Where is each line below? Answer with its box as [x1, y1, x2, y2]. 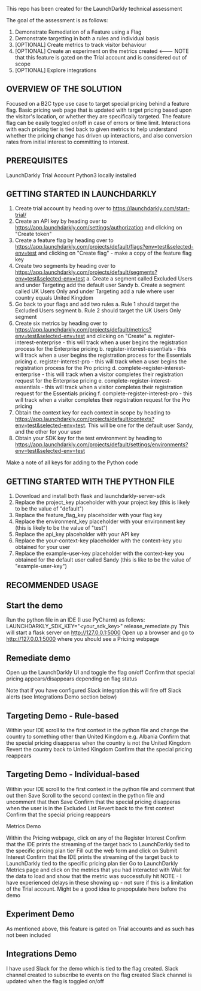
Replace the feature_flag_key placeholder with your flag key [14, 512, 163, 519]
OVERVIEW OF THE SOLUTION [6, 84, 122, 94]
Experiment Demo [6, 909, 75, 920]
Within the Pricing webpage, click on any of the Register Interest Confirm [6, 834, 187, 841]
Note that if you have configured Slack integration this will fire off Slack [6, 687, 182, 694]
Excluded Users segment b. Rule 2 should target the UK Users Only [14, 307, 181, 314]
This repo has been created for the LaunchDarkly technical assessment [6, 5, 182, 12]
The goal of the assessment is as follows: [6, 17, 108, 23]
